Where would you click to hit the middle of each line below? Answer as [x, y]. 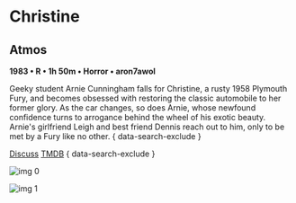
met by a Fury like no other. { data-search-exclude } [105, 136]
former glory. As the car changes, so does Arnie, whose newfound [133, 108]
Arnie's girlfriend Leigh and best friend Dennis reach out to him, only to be [147, 127]
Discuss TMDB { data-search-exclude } [82, 154]
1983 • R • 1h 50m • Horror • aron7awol [82, 71]
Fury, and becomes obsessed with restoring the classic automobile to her [145, 98]
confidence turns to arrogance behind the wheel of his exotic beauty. [138, 117]
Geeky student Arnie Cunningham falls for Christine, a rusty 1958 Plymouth [148, 88]
